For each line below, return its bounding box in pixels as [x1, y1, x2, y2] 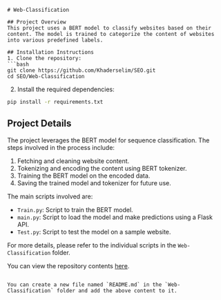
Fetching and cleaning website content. [17, 156, 130, 165]
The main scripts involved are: [7, 192, 93, 200]
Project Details [7, 118, 72, 129]
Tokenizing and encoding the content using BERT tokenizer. [17, 164, 188, 172]
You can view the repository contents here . [7, 261, 130, 270]
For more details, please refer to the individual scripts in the [7, 241, 177, 249]
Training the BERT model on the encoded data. [17, 171, 151, 180]
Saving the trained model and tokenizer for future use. [17, 178, 171, 187]
